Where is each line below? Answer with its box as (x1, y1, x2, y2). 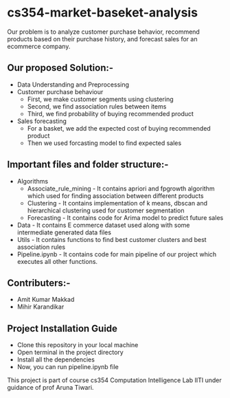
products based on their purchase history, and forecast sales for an (7, 34, 198, 43)
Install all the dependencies (16, 355, 95, 364)
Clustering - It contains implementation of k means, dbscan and (27, 199, 208, 207)
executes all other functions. (16, 257, 98, 265)
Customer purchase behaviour (16, 87, 104, 96)
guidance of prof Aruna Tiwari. (7, 384, 94, 392)
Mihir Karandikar (16, 302, 65, 311)
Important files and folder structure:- (7, 159, 169, 170)
